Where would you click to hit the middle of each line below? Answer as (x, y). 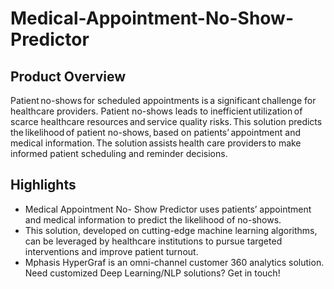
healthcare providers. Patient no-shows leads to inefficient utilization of (156, 111)
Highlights (43, 185)
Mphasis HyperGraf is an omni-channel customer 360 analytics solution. (174, 262)
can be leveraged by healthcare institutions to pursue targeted (153, 241)
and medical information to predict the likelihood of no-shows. (153, 219)
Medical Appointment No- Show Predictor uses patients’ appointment (168, 209)
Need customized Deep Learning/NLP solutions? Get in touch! (152, 273)
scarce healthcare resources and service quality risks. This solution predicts (166, 121)
